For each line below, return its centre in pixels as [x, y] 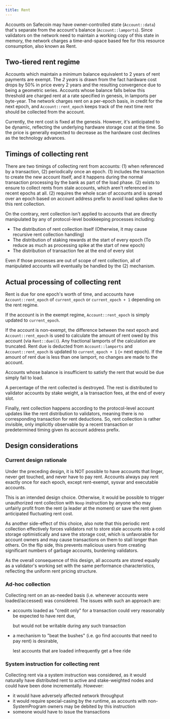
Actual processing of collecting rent [63, 282]
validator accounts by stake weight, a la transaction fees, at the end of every [85, 393]
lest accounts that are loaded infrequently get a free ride [72, 651]
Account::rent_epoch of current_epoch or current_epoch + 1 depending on [83, 300]
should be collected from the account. [45, 112]
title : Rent [18, 10]
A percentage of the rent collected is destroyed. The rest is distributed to [81, 388]
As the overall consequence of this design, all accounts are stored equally [82, 560]
